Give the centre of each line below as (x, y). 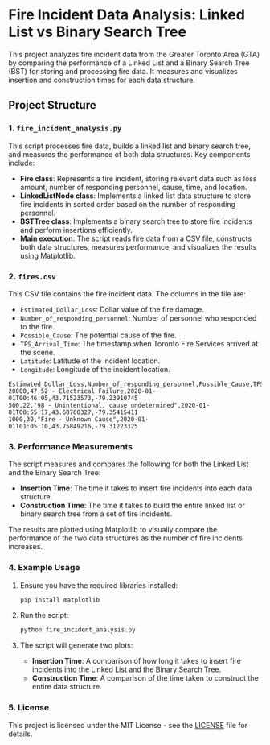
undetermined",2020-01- (170, 405)
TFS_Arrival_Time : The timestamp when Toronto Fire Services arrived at (139, 343)
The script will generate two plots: (76, 645)
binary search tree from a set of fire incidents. (96, 514)
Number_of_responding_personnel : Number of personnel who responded (138, 318)
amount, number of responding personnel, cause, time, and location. (133, 187)
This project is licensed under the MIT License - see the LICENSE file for (128, 725)
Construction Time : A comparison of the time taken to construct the (145, 678)
